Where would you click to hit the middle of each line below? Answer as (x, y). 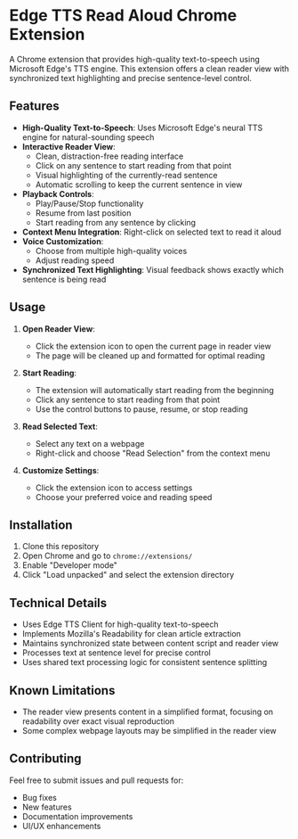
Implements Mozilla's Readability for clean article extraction (132, 634)
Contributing (45, 759)
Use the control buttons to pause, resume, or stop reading (142, 409)
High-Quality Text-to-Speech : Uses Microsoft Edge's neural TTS (142, 127)
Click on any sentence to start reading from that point (133, 165)
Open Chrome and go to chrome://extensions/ (107, 556)
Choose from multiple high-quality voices (111, 251)
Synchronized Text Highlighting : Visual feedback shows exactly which (153, 269)
